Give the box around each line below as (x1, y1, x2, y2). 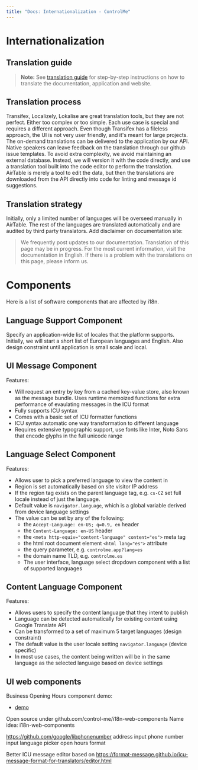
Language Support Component (6, 315, 123, 325)
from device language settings (14, 508, 89, 515)
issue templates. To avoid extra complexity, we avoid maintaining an (6, 151, 172, 158)
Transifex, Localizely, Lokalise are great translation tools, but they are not (6, 113, 184, 120)
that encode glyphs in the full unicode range (14, 432, 123, 439)
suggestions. (6, 182, 38, 189)
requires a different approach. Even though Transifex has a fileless (6, 125, 168, 132)
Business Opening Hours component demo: (6, 692, 113, 699)
